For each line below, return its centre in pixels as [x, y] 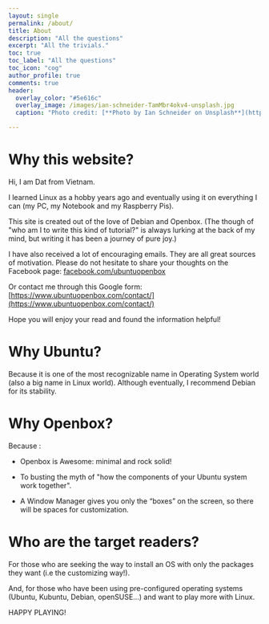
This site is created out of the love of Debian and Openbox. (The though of [131, 221]
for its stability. [33, 391]
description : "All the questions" [66, 38]
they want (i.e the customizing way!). [69, 573]
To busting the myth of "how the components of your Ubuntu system [133, 477]
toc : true [25, 53]
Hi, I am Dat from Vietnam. [52, 181]
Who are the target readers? [104, 542]
